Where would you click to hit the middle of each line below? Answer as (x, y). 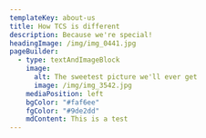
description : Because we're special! (81, 34)
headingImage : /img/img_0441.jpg (73, 43)
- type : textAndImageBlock (69, 60)
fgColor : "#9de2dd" (63, 111)
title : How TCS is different (65, 26)
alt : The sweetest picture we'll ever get (115, 77)
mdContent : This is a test (77, 119)
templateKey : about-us (52, 18)
